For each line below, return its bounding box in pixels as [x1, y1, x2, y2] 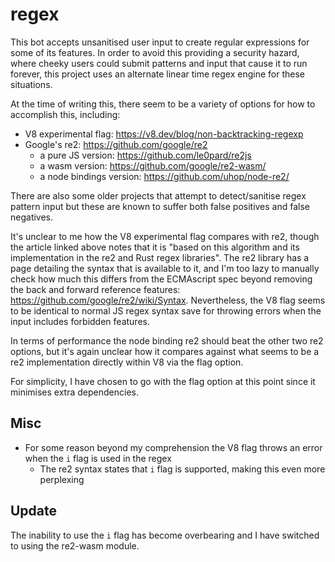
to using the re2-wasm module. [10, 539, 140, 552]
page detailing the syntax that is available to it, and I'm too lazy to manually [10, 262, 320, 274]
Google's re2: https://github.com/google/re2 [24, 138, 208, 150]
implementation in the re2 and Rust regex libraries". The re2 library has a [10, 251, 310, 263]
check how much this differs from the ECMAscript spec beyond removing [10, 273, 313, 285]
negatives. [10, 211, 54, 223]
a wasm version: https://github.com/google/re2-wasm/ [39, 159, 267, 172]
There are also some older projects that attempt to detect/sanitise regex [10, 189, 307, 202]
